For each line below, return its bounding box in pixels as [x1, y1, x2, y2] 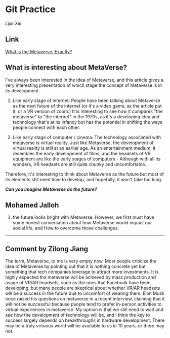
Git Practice [5, 4, 56, 15]
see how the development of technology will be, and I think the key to [5, 312, 150, 318]
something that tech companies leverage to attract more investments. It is [5, 269, 159, 275]
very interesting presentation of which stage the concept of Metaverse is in [5, 82, 162, 88]
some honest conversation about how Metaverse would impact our [12, 220, 152, 226]
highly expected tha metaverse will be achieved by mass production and [5, 274, 156, 280]
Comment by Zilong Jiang [5, 245, 89, 253]
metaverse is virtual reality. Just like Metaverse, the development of [12, 140, 154, 146]
